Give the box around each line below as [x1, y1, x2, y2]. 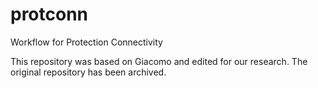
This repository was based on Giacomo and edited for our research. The [10, 55, 308, 67]
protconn [10, 3, 89, 26]
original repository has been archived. [10, 66, 167, 78]
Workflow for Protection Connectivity [10, 36, 163, 48]
